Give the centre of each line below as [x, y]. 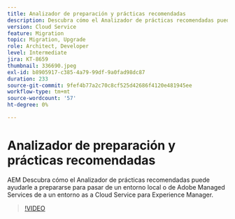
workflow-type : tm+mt [39, 92]
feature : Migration [36, 33]
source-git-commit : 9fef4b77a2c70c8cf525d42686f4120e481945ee [100, 85]
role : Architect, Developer [48, 46]
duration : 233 [28, 79]
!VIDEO [35, 208]
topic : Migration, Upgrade [47, 40]
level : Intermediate [37, 53]
